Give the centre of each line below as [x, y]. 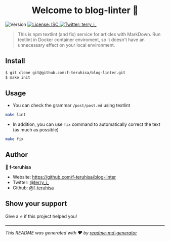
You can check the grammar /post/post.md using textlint [71, 106]
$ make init [18, 77]
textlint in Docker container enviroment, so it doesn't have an [81, 40]
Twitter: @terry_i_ [31, 182]
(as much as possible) [36, 130]
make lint [16, 115]
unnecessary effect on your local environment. [66, 45]
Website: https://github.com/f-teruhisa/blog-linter [64, 177]
